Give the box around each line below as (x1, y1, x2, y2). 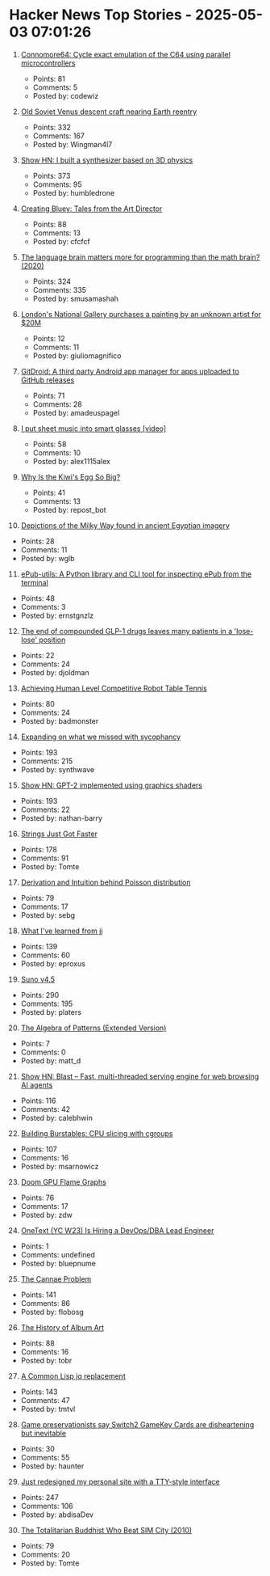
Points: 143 (20, 1387, 58, 1396)
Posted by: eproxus (20, 958, 85, 968)
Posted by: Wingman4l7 (32, 139, 113, 149)
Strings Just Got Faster (20, 829, 98, 839)
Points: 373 (32, 171, 71, 180)
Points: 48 (20, 593, 56, 603)
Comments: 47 (20, 1395, 71, 1405)
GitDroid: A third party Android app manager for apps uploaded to (20, 366, 240, 376)
